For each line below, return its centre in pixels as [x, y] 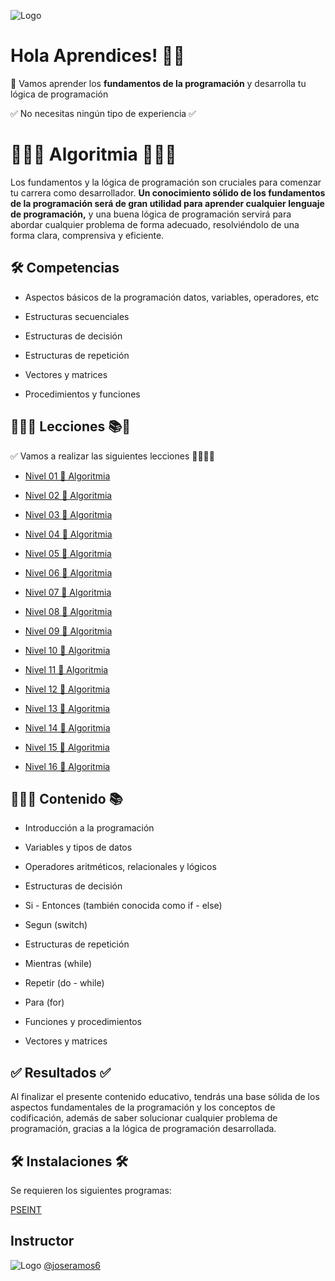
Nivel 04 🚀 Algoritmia [68, 534]
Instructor [42, 1241]
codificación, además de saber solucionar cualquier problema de [144, 1118]
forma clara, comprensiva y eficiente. [87, 235]
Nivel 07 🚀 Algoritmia [68, 592]
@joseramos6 [72, 1265]
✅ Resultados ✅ [61, 1072]
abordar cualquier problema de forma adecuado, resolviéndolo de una [155, 224]
